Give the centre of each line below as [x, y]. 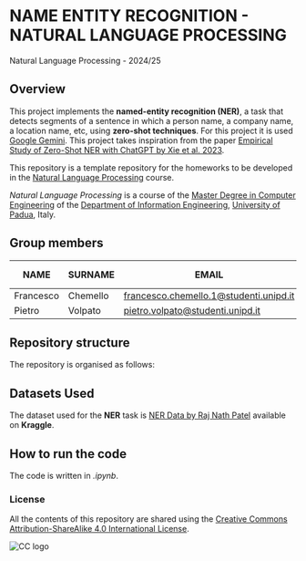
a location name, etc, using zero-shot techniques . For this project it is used [151, 130]
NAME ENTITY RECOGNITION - [129, 16]
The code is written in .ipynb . [64, 476]
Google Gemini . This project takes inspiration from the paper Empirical [141, 140]
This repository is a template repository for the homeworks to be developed [151, 167]
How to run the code [68, 454]
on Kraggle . [32, 425]
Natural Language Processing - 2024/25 [85, 60]
